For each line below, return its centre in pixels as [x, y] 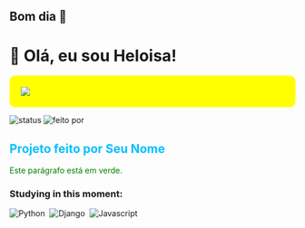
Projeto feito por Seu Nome [88, 149]
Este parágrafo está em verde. [66, 171]
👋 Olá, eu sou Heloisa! [93, 56]
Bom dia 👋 [38, 17]
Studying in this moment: [66, 194]
